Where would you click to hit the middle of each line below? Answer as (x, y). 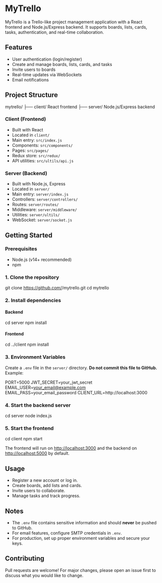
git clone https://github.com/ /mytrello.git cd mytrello (57, 288)
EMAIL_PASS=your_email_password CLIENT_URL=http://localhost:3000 (76, 392)
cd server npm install (26, 323)
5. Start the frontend (29, 428)
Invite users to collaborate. (38, 491)
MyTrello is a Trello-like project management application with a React (74, 22)
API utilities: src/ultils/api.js (43, 161)
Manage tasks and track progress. (46, 496)
